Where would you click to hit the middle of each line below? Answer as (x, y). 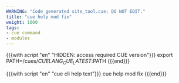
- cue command (23, 33)
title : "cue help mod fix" (39, 17)
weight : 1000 (22, 22)
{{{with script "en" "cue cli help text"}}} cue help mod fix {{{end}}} (87, 74)
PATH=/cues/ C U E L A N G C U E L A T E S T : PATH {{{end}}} (68, 62)
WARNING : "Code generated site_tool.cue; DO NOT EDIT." (76, 11)
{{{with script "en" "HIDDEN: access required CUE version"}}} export (89, 55)
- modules (18, 38)
